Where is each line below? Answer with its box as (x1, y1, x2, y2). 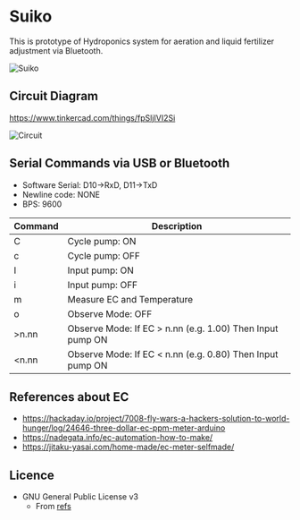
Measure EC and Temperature (67, 293, 194, 305)
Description (151, 219, 203, 232)
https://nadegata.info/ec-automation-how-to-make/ (21, 432, 213, 443)
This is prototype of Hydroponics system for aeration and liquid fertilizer (9, 36, 275, 47)
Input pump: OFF (67, 278, 138, 291)
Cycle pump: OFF (67, 249, 140, 261)
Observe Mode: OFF (67, 307, 153, 320)
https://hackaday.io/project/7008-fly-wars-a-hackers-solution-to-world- (21, 413, 290, 424)
